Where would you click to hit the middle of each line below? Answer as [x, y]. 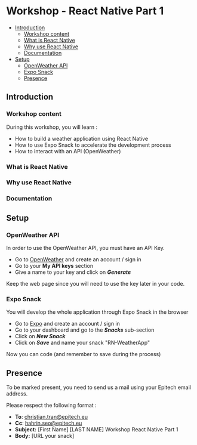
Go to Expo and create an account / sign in [67, 324]
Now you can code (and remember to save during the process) [84, 354]
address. [17, 394]
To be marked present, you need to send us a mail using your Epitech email [99, 387]
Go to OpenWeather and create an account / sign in [78, 259]
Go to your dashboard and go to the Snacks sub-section [84, 330]
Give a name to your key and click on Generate [73, 272]
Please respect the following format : [51, 405]
